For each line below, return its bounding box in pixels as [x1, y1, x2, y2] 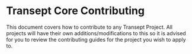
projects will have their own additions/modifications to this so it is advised [6, 29, 187, 36]
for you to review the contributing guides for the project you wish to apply [6, 36, 186, 43]
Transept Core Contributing [6, 4, 145, 18]
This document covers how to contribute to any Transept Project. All [6, 23, 173, 31]
